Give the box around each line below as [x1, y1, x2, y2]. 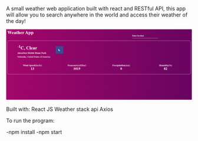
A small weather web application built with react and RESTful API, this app [6, 5, 186, 12]
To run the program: [6, 117, 55, 124]
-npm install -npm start [6, 129, 62, 136]
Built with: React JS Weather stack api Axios [6, 106, 114, 113]
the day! [6, 18, 27, 24]
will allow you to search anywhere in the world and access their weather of [6, 11, 188, 18]
